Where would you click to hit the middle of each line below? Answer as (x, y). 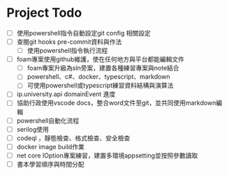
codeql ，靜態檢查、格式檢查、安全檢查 (73, 138)
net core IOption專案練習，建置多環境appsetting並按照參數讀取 (107, 155)
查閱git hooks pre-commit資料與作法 (69, 42)
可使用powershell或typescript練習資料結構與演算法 (100, 86)
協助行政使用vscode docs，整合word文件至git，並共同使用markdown (116, 103)
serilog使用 (33, 129)
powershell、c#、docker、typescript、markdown (98, 77)
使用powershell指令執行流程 (67, 51)
